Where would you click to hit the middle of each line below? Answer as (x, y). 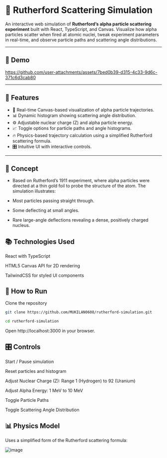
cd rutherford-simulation (32, 321)
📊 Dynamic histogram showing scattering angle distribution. (74, 115)
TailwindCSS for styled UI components (45, 275)
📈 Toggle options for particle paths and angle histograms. (72, 128)
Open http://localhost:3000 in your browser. (50, 331)
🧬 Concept (22, 169)
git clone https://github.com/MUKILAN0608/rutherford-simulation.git (79, 312)
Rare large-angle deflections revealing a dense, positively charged (80, 220)
